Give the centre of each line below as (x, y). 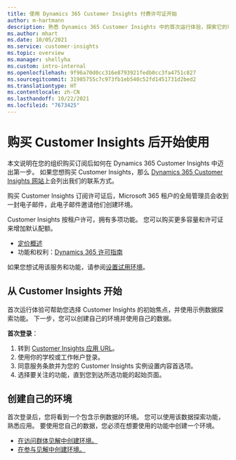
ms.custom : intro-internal (47, 66)
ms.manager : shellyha (39, 60)
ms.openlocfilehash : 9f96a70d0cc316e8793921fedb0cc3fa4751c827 (102, 72)
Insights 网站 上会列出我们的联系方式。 (63, 181)
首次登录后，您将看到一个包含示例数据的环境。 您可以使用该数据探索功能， (116, 417)
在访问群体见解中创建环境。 (58, 441)
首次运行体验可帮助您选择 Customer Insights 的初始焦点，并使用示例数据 (112, 309)
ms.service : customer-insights (53, 46)
